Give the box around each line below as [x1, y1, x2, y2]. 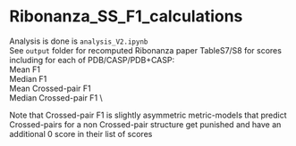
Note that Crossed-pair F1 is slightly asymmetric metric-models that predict [9, 109, 288, 120]
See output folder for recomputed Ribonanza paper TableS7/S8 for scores [9, 45, 282, 55]
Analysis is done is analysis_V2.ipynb [9, 36, 148, 46]
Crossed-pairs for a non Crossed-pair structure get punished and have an [9, 118, 282, 130]
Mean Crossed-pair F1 [9, 83, 91, 93]
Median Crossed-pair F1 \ [9, 92, 103, 103]
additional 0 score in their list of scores [9, 128, 153, 139]
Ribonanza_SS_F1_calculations [9, 6, 243, 27]
